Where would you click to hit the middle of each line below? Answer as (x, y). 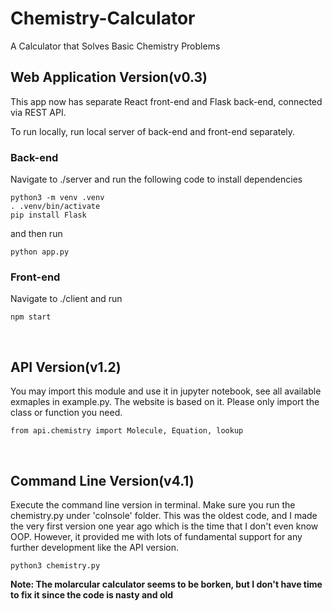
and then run (36, 234)
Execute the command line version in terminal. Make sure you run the (153, 504)
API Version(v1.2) (66, 367)
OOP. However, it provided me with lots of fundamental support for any (156, 536)
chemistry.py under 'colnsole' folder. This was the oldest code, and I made (164, 515)
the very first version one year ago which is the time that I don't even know (164, 526)
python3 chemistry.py (55, 565)
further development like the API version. (94, 547)
